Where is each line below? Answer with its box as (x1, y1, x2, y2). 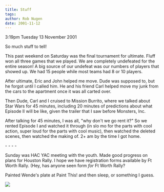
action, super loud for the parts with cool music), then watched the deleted (5, 128, 156, 134)
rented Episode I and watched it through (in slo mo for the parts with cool (5, 123, 152, 129)
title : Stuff (5, 7, 32, 12)
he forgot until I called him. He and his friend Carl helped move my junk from (5, 84, 159, 89)
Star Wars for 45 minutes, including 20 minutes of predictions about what (5, 103, 153, 109)
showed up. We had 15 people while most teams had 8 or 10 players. (5, 69, 143, 75)
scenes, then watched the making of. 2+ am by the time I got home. (5, 133, 141, 139)
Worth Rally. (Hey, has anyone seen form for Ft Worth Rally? (5, 163, 125, 169)
